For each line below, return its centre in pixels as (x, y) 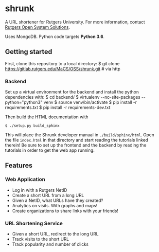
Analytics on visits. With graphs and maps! (55, 205)
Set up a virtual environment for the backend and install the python (72, 92)
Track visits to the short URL (40, 239)
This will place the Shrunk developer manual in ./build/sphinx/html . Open (80, 135)
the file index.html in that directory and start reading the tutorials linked (77, 140)
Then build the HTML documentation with (47, 117)
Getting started (29, 52)
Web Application (25, 180)
